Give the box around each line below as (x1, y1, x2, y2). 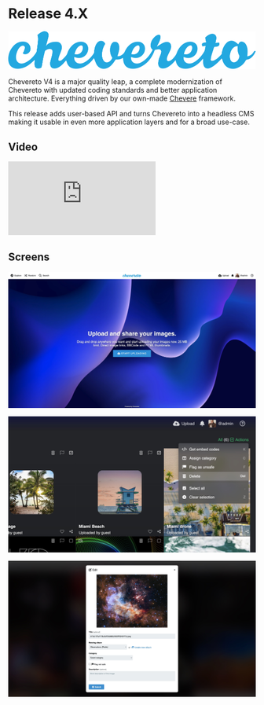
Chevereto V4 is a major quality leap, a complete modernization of (8, 77, 222, 86)
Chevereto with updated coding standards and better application (8, 86, 218, 95)
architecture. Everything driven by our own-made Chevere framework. (8, 94, 236, 103)
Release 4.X (8, 5, 89, 23)
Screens (8, 251, 49, 264)
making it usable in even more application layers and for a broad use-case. (8, 117, 250, 127)
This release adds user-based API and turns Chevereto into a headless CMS (8, 109, 255, 119)
